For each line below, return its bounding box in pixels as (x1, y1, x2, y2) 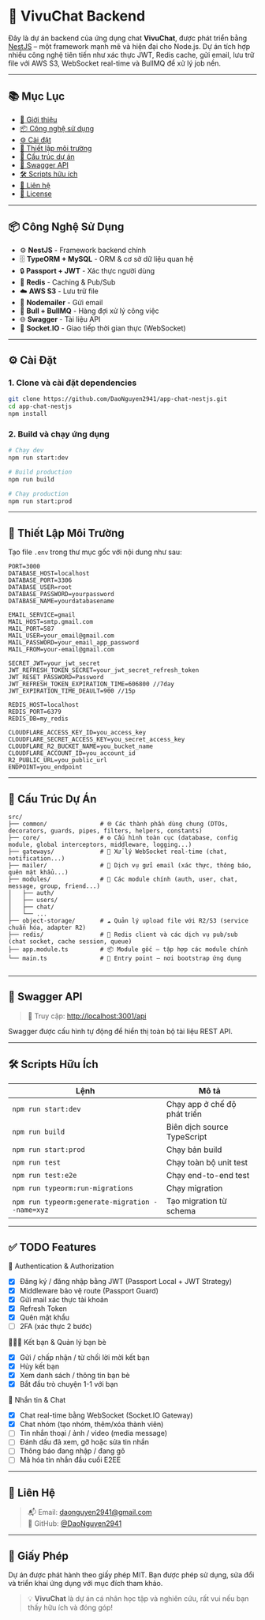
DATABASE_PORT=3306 (8, 576, 73, 584)
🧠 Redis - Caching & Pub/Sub (19, 277, 116, 287)
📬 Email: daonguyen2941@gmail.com (27, 1508, 152, 1517)
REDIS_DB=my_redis (8, 715, 69, 723)
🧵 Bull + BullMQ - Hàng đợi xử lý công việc (19, 306, 159, 315)
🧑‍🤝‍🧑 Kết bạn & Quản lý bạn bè (8, 1337, 106, 1346)
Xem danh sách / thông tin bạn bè (19, 1370, 130, 1380)
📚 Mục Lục (8, 90, 65, 104)
